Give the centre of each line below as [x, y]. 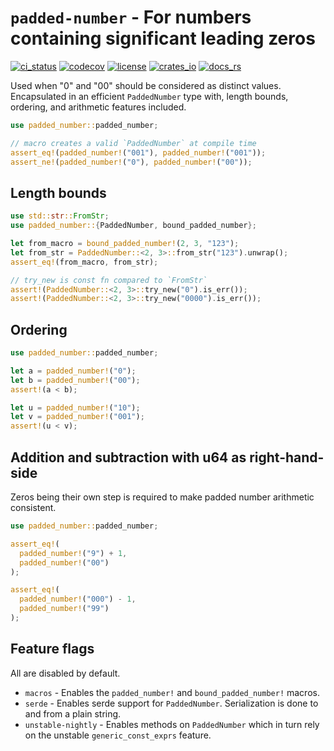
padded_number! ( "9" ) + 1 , [73, 553]
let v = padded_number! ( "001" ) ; [77, 417]
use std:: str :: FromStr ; [60, 216]
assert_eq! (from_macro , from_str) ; [84, 262]
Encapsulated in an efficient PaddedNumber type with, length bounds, [149, 96]
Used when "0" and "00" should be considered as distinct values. [146, 85]
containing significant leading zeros [163, 38]
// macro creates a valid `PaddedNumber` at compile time [133, 143]
